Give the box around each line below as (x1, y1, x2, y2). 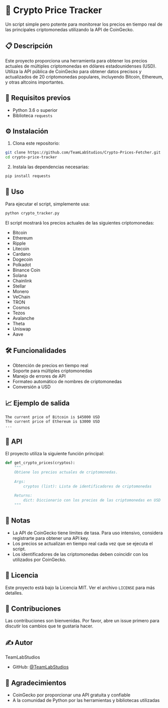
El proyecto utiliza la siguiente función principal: (5, 451, 105, 457)
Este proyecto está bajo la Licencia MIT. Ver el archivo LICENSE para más (5, 584, 155, 591)
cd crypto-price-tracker (5, 155, 57, 160)
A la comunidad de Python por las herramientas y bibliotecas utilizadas (12, 697, 160, 703)
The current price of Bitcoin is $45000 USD (5, 415, 100, 420)
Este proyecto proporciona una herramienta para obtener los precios (5, 57, 147, 63)
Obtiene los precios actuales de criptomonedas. (14, 469, 118, 475)
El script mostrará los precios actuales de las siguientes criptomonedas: (5, 220, 154, 226)
